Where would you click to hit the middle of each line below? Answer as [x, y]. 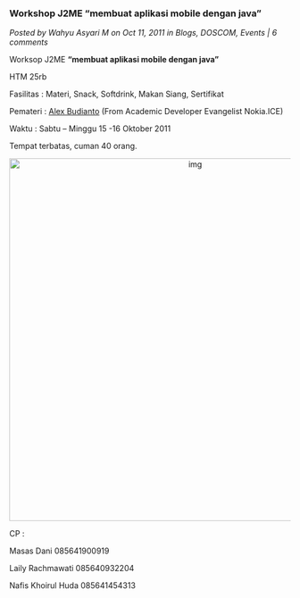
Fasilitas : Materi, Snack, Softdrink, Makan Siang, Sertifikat [117, 94]
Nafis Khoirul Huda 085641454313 [73, 586]
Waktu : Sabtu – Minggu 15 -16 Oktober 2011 [90, 129]
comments [29, 42]
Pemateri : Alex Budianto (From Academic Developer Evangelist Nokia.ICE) [146, 112]
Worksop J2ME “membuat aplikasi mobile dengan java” [114, 60]
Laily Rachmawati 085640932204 [72, 569]
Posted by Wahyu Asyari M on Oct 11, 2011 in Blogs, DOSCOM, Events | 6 [143, 33]
